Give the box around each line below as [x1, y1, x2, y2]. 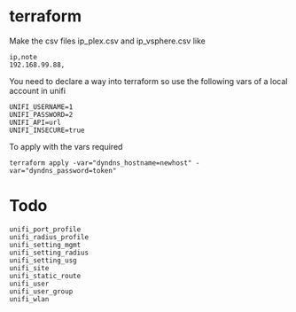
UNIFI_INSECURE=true [9, 126, 86, 135]
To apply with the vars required [9, 141, 123, 152]
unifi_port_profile [9, 224, 82, 234]
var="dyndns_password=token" [9, 166, 117, 175]
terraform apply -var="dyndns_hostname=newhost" [9, 158, 192, 168]
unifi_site [9, 263, 50, 272]
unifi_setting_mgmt [9, 240, 82, 249]
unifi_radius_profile [9, 232, 90, 241]
